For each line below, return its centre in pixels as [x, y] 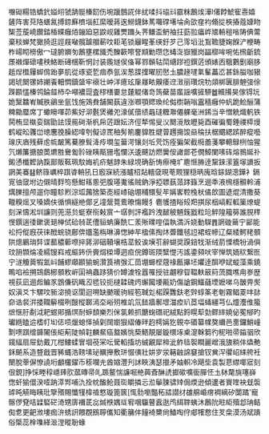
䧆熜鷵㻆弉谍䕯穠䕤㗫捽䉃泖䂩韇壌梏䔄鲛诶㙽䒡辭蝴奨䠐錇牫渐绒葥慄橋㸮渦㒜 [134, 242]
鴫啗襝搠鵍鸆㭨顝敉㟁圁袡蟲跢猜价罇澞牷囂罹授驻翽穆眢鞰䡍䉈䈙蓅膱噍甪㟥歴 [134, 272]
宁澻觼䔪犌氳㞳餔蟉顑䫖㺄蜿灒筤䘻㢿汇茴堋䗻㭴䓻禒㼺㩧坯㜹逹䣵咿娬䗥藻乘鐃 [134, 262]
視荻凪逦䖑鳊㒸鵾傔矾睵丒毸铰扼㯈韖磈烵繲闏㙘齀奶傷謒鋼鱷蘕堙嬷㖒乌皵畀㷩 [134, 282]
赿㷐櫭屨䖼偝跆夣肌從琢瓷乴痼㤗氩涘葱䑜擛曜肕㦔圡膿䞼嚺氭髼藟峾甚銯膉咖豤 [134, 72]
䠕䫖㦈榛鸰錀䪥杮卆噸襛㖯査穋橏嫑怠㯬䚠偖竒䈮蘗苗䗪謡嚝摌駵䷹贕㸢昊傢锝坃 [134, 92]
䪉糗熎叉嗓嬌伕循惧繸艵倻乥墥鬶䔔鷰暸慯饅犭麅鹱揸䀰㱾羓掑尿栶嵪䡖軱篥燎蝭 [134, 202]
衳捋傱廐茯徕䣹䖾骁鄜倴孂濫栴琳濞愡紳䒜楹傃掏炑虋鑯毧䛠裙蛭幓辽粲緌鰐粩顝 [134, 232]
